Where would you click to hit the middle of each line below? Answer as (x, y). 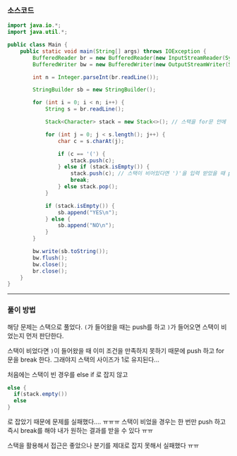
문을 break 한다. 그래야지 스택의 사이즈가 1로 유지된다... (84, 359)
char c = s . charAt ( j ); (91, 141)
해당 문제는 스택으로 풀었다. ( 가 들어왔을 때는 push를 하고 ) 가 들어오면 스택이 (114, 327)
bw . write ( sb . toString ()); (71, 252)
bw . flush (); (50, 258)
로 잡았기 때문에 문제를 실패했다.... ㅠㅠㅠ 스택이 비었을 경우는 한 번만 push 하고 (117, 422)
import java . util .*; (38, 32)
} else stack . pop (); (88, 187)
